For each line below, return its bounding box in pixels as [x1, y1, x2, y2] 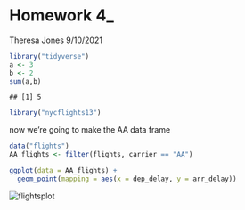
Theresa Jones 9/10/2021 [9, 35, 102, 45]
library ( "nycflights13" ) [9, 109, 102, 117]
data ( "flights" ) [9, 141, 69, 151]
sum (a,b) [9, 77, 42, 85]
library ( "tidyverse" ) [9, 52, 90, 61]
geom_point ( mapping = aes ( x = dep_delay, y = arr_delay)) [17, 174, 238, 183]
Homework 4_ [9, 5, 114, 26]
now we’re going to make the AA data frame [9, 125, 171, 135]
